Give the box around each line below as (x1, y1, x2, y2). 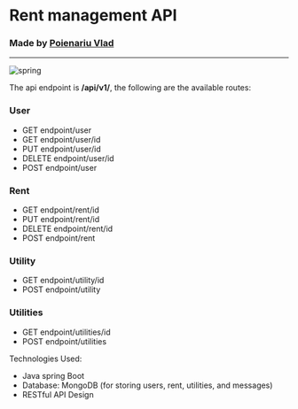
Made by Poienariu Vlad (9, 37, 114, 50)
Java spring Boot (21, 370, 85, 381)
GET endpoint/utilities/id (21, 327, 111, 337)
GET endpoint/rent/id (21, 204, 99, 215)
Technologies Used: (9, 353, 82, 364)
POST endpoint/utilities (21, 336, 107, 346)
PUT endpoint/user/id (21, 143, 102, 154)
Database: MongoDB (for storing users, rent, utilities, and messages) (21, 380, 273, 390)
